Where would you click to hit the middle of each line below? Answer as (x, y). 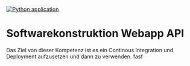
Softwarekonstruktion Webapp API (95, 34)
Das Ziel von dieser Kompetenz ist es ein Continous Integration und (90, 50)
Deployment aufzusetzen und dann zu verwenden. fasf (74, 56)
